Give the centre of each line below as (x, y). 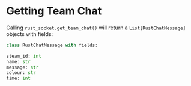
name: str (19, 61)
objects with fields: (30, 34)
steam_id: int (24, 56)
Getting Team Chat (54, 11)
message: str (23, 67)
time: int (19, 78)
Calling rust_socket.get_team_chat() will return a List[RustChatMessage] (96, 28)
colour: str (21, 73)
